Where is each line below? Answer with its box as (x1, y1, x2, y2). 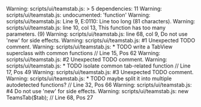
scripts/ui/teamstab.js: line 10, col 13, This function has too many (6, 24, 166, 31)
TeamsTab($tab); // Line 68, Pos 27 (6, 94, 94, 101)
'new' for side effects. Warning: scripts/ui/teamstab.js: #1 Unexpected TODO (6, 37, 196, 44)
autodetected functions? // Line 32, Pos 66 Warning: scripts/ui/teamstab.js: (6, 81, 192, 88)
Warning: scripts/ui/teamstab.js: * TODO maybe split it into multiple (6, 75, 172, 82)
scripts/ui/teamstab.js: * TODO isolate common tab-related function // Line (6, 62, 191, 69)
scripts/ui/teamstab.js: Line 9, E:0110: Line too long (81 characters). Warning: (6, 18, 196, 25)
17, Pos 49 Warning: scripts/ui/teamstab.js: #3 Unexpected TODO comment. (6, 69, 194, 75)
